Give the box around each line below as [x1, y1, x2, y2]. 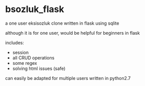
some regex [12, 60, 38, 66]
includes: [5, 39, 24, 46]
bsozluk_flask [5, 4, 64, 15]
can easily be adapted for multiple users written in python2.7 [5, 75, 131, 81]
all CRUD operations [12, 54, 55, 61]
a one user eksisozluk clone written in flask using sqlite [5, 20, 119, 26]
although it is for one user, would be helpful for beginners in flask [5, 30, 140, 36]
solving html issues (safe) [12, 65, 66, 71]
